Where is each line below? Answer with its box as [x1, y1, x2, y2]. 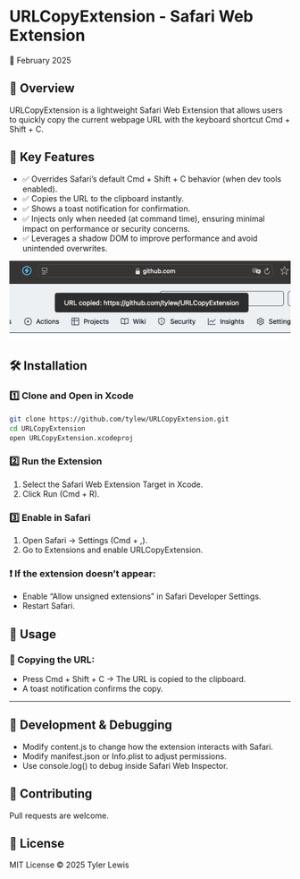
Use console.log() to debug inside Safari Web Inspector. [21, 760, 229, 771]
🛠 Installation [9, 358, 87, 373]
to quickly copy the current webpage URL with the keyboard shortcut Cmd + [9, 114, 291, 124]
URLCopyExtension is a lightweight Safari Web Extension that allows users [9, 105, 283, 115]
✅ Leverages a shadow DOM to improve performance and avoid [21, 233, 258, 243]
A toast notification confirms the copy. [21, 683, 163, 695]
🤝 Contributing [9, 786, 93, 802]
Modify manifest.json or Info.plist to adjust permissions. [21, 750, 227, 762]
